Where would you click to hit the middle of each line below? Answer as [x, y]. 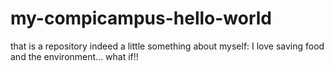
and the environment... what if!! [74, 56]
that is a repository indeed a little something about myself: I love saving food [167, 46]
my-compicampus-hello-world [141, 18]
